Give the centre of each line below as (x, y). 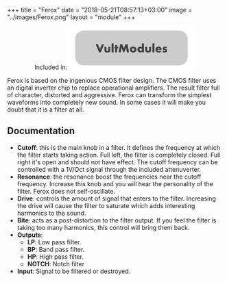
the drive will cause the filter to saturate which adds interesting (106, 205)
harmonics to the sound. (51, 213)
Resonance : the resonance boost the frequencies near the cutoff (109, 177)
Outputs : (30, 235)
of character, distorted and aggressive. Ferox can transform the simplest (109, 95)
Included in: (51, 67)
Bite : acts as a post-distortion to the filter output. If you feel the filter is (117, 220)
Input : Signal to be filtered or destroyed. (74, 271)
